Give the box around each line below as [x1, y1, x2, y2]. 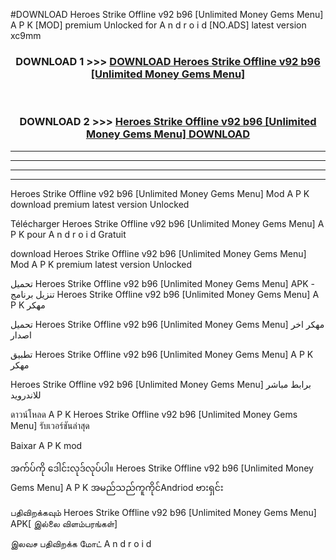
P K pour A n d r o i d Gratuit [10, 228, 127, 240]
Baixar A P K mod [10, 439, 83, 451]
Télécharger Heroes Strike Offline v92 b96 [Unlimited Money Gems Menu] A [10, 217, 325, 229]
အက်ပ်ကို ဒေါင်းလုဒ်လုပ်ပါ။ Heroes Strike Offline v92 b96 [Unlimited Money [10, 462, 314, 474]
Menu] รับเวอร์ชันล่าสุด [10, 419, 90, 431]
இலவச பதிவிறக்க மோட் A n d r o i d [10, 537, 152, 549]
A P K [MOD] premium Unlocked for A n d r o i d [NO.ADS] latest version [10, 19, 307, 31]
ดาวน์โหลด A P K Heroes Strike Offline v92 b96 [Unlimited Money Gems [10, 408, 298, 420]
